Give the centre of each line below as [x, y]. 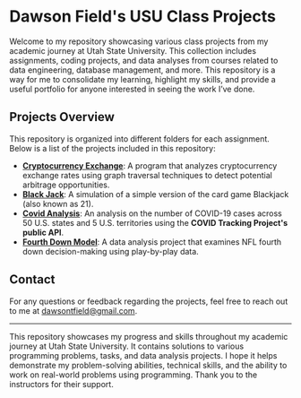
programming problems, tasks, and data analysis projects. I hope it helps [143, 355]
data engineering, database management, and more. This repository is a [142, 70]
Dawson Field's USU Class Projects [142, 17]
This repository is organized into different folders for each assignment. [140, 138]
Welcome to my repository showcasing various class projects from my [139, 41]
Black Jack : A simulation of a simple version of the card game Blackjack [155, 194]
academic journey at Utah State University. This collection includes [133, 50]
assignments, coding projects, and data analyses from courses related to [144, 60]
